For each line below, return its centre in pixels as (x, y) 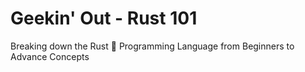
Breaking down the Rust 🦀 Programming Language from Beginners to (152, 46)
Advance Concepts (50, 56)
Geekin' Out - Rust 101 (104, 18)
